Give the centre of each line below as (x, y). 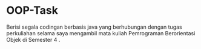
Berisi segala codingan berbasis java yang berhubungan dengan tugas (94, 27)
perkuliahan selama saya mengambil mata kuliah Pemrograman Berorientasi (101, 33)
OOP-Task (32, 10)
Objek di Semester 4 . (33, 39)
